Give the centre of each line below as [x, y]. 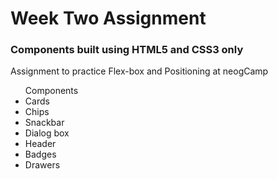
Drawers [42, 165]
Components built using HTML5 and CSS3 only [127, 50]
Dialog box [47, 133]
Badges [40, 154]
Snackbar [44, 123]
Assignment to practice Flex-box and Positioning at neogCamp [139, 71]
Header [40, 144]
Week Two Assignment [108, 18]
